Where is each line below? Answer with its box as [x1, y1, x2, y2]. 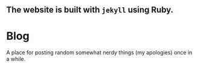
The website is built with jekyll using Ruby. [6, 5, 174, 15]
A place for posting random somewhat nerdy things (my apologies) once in [6, 49, 193, 56]
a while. [6, 56, 26, 63]
